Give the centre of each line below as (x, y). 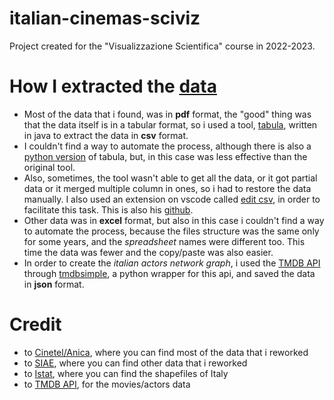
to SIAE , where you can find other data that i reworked (135, 363)
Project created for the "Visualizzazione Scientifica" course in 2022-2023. (162, 46)
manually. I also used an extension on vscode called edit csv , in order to (172, 199)
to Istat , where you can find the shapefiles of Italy (126, 373)
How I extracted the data (113, 86)
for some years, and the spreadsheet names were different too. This (164, 241)
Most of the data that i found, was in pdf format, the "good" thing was (167, 114)
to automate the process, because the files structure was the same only (171, 231)
